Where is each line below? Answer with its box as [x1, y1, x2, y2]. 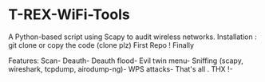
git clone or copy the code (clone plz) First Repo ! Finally [8, 40, 194, 49]
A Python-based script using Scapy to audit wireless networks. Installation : [8, 32, 257, 41]
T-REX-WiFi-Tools [8, 6, 130, 24]
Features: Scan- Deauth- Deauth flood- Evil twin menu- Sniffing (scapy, [8, 56, 243, 65]
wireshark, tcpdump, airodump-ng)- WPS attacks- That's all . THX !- [8, 64, 233, 73]
